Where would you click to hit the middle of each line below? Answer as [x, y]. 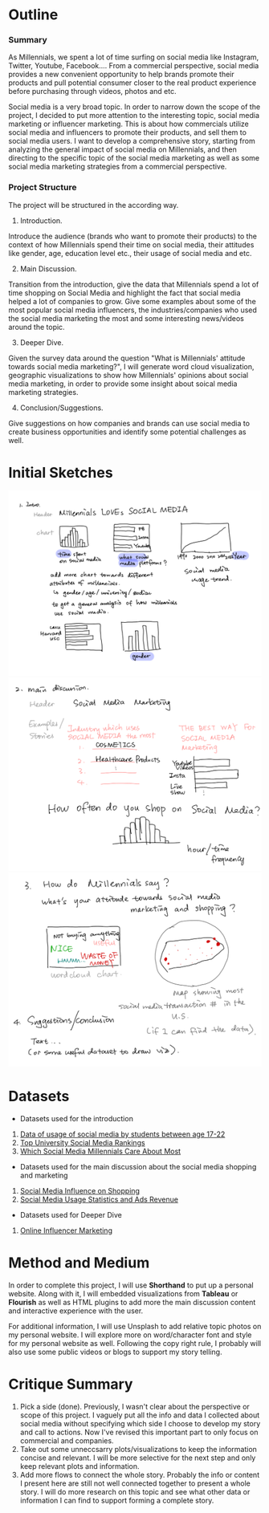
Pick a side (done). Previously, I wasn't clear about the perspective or [135, 1406]
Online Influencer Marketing [66, 1230]
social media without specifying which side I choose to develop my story [140, 1423]
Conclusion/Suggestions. [61, 408]
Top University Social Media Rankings [83, 1143]
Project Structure [43, 188]
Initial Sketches [61, 472]
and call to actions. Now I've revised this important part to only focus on [139, 1432]
